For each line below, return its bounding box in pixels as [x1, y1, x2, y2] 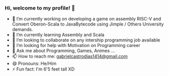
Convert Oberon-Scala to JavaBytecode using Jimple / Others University [12, 21, 164, 27]
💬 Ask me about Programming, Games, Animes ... [12, 47, 115, 54]
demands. [12, 26, 33, 32]
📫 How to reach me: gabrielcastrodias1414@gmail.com [12, 53, 128, 59]
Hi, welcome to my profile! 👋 [5, 4, 75, 11]
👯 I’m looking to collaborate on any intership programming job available [12, 37, 160, 43]
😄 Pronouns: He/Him [12, 60, 57, 66]
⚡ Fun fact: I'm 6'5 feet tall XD [12, 66, 75, 72]
